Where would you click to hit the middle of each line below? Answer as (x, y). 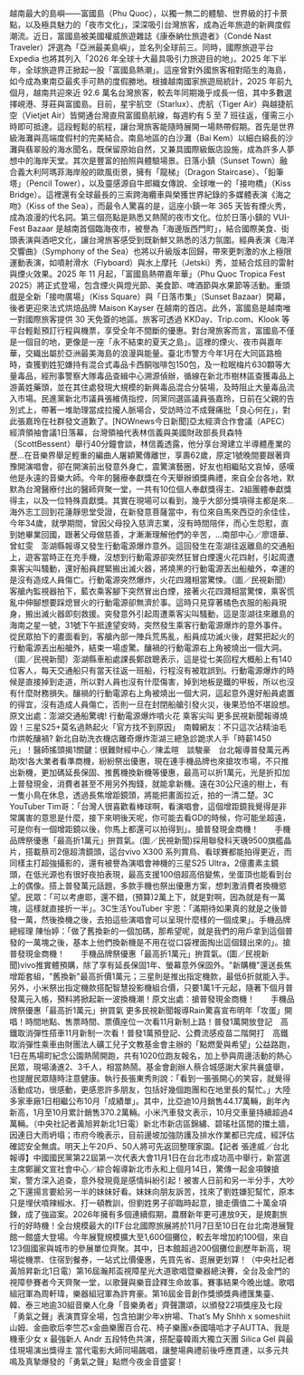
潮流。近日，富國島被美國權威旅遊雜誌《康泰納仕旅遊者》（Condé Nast (140, 36)
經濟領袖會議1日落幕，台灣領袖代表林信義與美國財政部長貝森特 (126, 432)
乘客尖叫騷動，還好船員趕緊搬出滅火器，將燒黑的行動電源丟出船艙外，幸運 (148, 568)
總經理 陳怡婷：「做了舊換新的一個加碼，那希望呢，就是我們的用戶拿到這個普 (151, 931)
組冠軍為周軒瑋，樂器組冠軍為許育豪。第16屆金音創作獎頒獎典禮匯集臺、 (144, 1293)
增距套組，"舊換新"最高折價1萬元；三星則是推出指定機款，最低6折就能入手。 (152, 976)
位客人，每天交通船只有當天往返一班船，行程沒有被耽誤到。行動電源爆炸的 (148, 670)
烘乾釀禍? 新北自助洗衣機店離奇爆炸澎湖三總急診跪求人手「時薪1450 (144, 738)
